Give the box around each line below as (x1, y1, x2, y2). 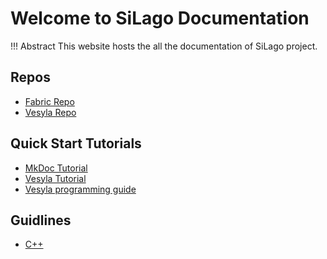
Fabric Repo (24, 95, 75, 107)
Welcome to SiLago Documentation (10, 7, 310, 30)
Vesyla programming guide (24, 183, 137, 195)
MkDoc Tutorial (24, 162, 88, 174)
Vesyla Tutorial (24, 172, 87, 184)
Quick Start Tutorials (10, 135, 142, 152)
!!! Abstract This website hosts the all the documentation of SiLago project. (10, 40, 318, 52)
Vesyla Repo (24, 106, 77, 118)
